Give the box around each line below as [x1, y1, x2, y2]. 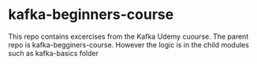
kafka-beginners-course [8, 6, 174, 24]
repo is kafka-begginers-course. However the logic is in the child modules [8, 40, 250, 49]
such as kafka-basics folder [8, 48, 99, 58]
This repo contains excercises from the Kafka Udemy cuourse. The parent [8, 32, 249, 41]
